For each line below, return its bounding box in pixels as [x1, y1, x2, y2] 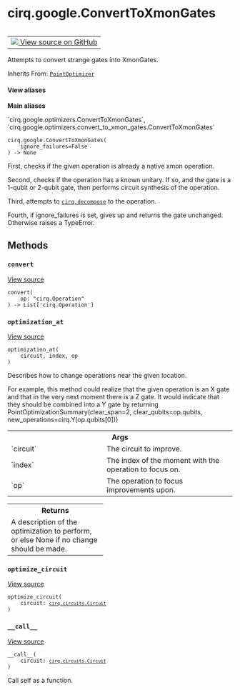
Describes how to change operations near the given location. [7, 371, 187, 380]
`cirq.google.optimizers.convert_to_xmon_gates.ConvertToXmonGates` [7, 123, 216, 131]
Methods [7, 239, 49, 251]
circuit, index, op [20, 352, 79, 360]
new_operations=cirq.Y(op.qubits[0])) [7, 416, 119, 424]
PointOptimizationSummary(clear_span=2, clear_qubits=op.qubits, [7, 408, 203, 416]
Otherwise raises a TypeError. [7, 219, 95, 227]
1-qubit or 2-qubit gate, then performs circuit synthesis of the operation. [7, 184, 220, 192]
